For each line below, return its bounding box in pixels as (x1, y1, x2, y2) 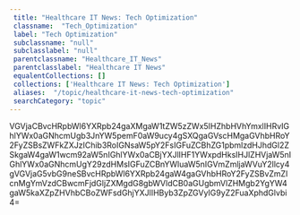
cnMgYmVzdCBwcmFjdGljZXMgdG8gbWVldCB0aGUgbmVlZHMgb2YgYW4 (9, 178, 288, 189)
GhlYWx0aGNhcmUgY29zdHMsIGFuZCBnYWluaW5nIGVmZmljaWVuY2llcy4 (9, 159, 290, 170)
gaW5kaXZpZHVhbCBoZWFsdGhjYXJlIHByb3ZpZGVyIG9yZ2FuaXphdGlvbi (9, 187, 287, 198)
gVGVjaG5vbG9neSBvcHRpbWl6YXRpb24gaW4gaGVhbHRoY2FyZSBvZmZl (9, 168, 288, 179)
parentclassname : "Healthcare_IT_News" (13, 55, 163, 64)
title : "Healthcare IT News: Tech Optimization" (13, 13, 199, 22)
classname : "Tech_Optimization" (13, 21, 139, 30)
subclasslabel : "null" (13, 47, 99, 56)
